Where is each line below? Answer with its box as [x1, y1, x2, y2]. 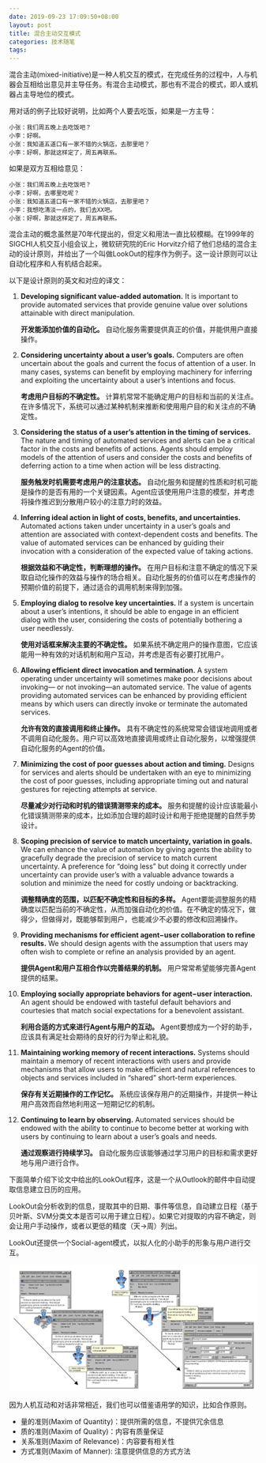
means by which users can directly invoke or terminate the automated [20, 699, 248, 709]
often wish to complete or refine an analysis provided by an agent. [20, 947, 236, 956]
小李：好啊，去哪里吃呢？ [9, 190, 80, 198]
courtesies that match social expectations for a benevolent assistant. [20, 1006, 245, 1016]
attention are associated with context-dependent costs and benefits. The [20, 530, 258, 539]
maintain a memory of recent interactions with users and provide [20, 1056, 231, 1066]
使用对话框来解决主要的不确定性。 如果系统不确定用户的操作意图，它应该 [20, 640, 258, 650]
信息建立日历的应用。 [15, 1185, 85, 1194]
